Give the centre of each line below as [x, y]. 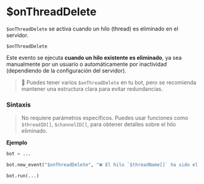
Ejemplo [17, 143]
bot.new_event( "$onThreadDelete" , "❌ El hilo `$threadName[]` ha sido [98, 165]
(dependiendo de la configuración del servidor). [66, 70]
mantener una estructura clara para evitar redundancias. [92, 89]
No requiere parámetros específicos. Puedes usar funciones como [105, 118]
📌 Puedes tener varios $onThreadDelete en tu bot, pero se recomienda [109, 82]
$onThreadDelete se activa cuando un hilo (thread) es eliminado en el [92, 29]
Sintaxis [19, 104]
